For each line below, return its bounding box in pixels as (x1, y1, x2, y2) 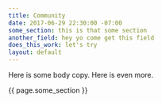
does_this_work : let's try (8, 41, 98, 49)
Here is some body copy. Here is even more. (8, 71, 154, 79)
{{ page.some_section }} (8, 86, 88, 95)
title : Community (8, 11, 66, 20)
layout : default (8, 48, 62, 56)
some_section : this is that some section (8, 26, 148, 34)
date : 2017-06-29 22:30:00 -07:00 (8, 19, 123, 27)
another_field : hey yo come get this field (8, 33, 155, 42)
